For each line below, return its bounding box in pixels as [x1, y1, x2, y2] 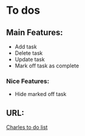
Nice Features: [6, 77, 49, 85]
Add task [14, 43, 37, 50]
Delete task [14, 50, 43, 57]
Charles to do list [6, 123, 48, 131]
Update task [14, 56, 45, 63]
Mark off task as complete [14, 62, 79, 69]
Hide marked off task [14, 91, 67, 98]
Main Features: [6, 27, 64, 38]
